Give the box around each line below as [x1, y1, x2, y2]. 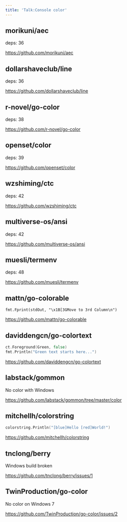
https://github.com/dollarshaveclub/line [5, 88, 88, 94]
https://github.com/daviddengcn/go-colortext [5, 358, 101, 365]
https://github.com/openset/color [5, 164, 75, 170]
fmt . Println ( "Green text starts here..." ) [5, 349, 97, 355]
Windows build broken [5, 463, 53, 468]
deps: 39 [5, 154, 24, 161]
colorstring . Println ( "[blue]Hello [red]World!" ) [5, 425, 111, 430]
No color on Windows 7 [5, 501, 55, 507]
